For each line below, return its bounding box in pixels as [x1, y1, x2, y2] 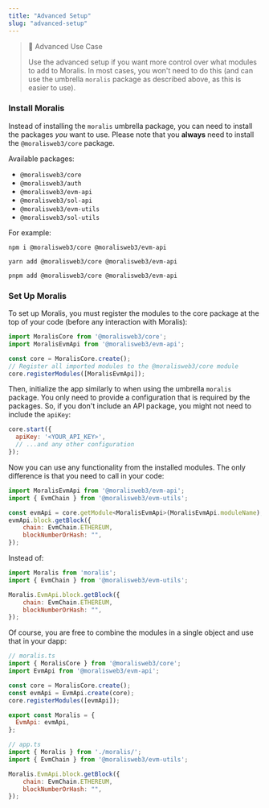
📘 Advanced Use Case [27, 41, 103, 51]
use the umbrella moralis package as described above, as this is [27, 74, 242, 84]
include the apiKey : [8, 410, 71, 420]
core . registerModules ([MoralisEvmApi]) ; [8, 370, 146, 378]
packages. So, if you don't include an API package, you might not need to [8, 401, 251, 411]
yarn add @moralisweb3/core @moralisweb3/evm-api [8, 257, 178, 266]
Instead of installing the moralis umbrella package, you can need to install [8, 121, 253, 131]
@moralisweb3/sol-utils [19, 213, 100, 222]
